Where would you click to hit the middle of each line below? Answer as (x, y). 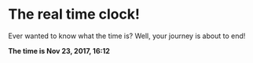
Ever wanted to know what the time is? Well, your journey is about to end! (127, 36)
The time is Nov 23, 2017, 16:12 (59, 51)
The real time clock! (74, 14)
